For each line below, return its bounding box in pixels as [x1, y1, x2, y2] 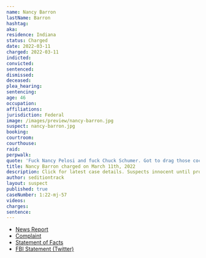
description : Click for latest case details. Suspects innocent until [6, 169, 191, 175]
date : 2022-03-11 [6, 44, 51, 50]
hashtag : [6, 20, 29, 26]
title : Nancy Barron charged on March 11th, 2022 [6, 163, 136, 170]
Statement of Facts [15, 239, 64, 246]
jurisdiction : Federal [6, 112, 64, 118]
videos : [6, 197, 26, 203]
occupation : [6, 100, 37, 106]
